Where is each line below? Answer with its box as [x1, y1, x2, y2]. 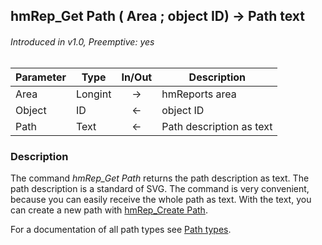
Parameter [15, 70, 67, 84]
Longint [75, 87, 112, 101]
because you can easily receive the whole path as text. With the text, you [10, 193, 312, 205]
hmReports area [161, 87, 237, 101]
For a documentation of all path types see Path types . [10, 223, 232, 235]
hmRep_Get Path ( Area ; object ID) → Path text [10, 8, 305, 25]
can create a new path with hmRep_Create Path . [10, 204, 208, 216]
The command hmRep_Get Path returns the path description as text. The [10, 172, 310, 184]
